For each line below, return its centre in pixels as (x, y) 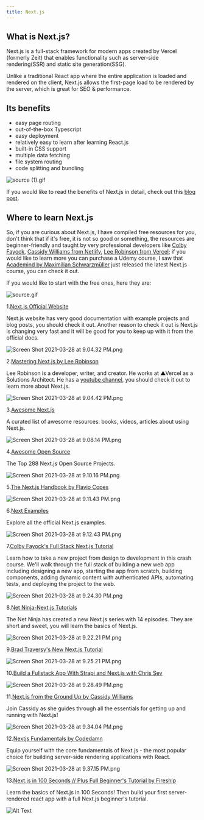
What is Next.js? (38, 37)
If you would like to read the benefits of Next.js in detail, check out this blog (101, 192)
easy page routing (38, 123)
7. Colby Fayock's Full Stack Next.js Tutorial (60, 546)
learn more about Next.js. (38, 386)
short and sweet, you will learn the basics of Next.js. (72, 626)
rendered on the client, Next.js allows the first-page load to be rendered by (100, 82)
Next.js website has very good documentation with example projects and (98, 318)
